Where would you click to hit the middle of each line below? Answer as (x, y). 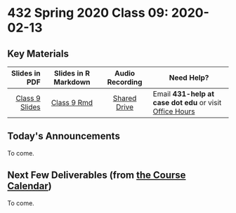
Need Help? (189, 77)
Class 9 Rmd (72, 103)
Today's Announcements (64, 136)
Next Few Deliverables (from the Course (97, 176)
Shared (125, 98)
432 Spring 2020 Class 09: (88, 13)
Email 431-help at (184, 94)
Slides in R (72, 73)
